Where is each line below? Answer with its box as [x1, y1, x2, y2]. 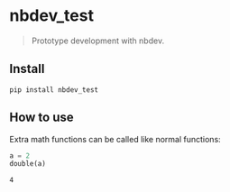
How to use [9, 110, 74, 125]
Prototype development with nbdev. [31, 35, 165, 46]
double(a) [9, 160, 47, 169]
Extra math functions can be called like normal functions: [9, 133, 221, 144]
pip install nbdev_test [9, 85, 99, 95]
